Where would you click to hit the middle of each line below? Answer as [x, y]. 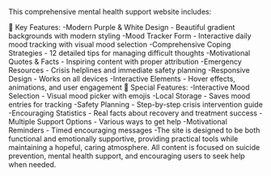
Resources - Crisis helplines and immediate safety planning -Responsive [129, 70]
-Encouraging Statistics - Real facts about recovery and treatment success [133, 113]
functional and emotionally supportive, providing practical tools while [123, 139]
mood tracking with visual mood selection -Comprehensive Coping [120, 44]
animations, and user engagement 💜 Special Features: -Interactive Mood [129, 87]
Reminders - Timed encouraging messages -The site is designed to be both [134, 130]
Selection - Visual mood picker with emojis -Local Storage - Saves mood [129, 96]
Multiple [22, 122]
